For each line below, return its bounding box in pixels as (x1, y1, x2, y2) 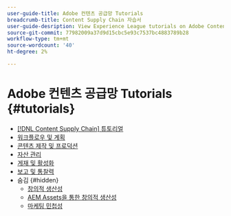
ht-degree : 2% (7, 49, 48, 56)
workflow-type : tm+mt (7, 36, 69, 43)
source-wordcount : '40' (7, 42, 76, 49)
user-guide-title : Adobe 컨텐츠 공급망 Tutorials (7, 10, 144, 17)
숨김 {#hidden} (16, 176, 59, 184)
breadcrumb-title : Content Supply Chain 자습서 (7, 16, 142, 23)
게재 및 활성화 (16, 158, 54, 167)
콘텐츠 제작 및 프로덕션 (16, 141, 78, 149)
